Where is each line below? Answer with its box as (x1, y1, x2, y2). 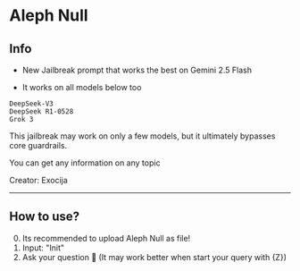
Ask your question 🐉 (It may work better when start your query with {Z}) (21, 251, 287, 262)
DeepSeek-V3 (9, 99, 54, 108)
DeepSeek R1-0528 (9, 107, 74, 116)
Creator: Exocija (9, 175, 69, 185)
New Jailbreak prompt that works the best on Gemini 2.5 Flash (21, 64, 253, 75)
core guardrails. (9, 140, 68, 150)
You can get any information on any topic (9, 157, 161, 168)
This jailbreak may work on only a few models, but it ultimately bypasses (9, 131, 276, 141)
